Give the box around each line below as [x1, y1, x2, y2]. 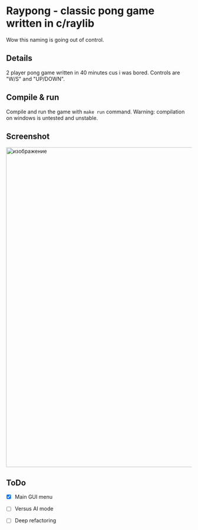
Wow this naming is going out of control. [6, 36, 104, 43]
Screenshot [6, 131, 50, 141]
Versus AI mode [14, 505, 54, 512]
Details [6, 53, 32, 63]
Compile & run [6, 93, 60, 103]
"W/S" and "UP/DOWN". [6, 75, 65, 82]
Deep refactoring [14, 517, 57, 524]
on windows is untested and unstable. [6, 114, 98, 122]
